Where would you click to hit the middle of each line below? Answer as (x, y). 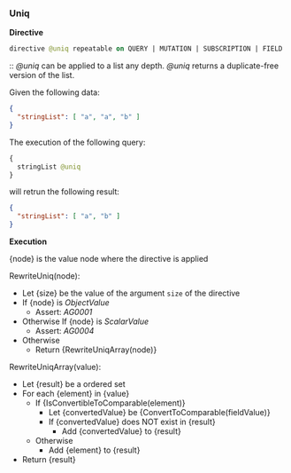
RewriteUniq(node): (45, 276)
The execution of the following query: (77, 142)
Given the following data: (54, 92)
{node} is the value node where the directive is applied (109, 259)
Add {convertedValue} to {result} (121, 431)
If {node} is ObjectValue (65, 303)
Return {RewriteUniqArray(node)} (96, 350)
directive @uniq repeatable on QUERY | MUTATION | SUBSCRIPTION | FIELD (146, 49)
